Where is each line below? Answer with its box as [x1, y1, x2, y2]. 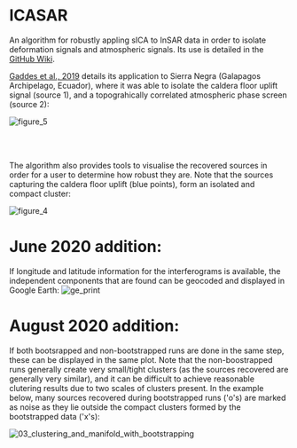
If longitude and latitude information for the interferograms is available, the [9, 265, 281, 276]
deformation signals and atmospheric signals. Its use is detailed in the [9, 43, 264, 54]
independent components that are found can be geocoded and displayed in [9, 275, 285, 286]
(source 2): [9, 98, 50, 109]
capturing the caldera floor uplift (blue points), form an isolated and [9, 178, 255, 189]
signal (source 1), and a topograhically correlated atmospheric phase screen [9, 90, 288, 100]
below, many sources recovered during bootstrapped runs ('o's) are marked [9, 392, 286, 403]
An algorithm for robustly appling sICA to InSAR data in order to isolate [9, 35, 267, 45]
